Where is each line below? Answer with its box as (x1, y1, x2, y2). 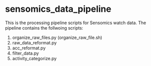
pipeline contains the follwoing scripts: (5, 25, 84, 31)
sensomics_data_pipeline (5, 3, 112, 15)
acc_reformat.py (12, 45, 46, 51)
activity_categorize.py (12, 55, 57, 61)
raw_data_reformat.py (12, 39, 57, 45)
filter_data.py (12, 50, 39, 56)
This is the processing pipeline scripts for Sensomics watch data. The (5, 20, 147, 26)
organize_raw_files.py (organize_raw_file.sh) (12, 34, 102, 40)
